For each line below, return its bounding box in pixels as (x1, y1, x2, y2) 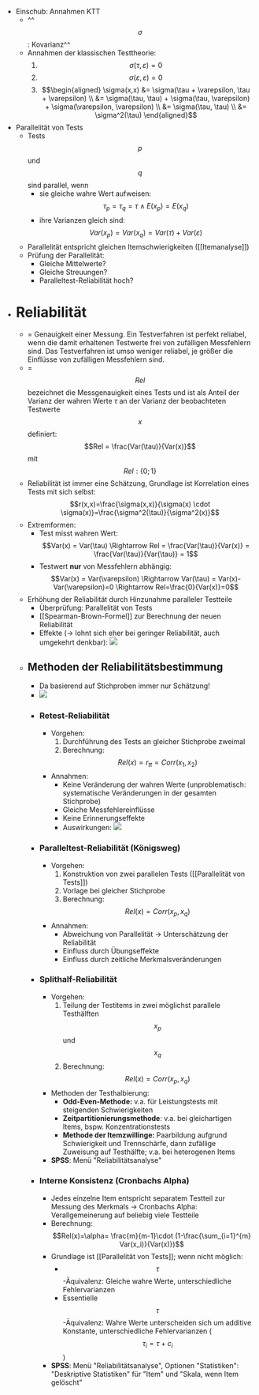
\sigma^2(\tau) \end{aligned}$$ (94, 111, 198, 119)
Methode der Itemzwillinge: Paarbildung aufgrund (62, 1130, 228, 1140)
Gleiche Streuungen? (39, 267, 108, 276)
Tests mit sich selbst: (27, 487, 96, 496)
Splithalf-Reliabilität (39, 974, 118, 985)
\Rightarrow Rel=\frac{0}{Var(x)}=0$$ (115, 582, 239, 592)
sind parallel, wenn (27, 181, 89, 190)
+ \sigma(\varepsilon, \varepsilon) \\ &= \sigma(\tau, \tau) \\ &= (44, 102, 247, 111)
